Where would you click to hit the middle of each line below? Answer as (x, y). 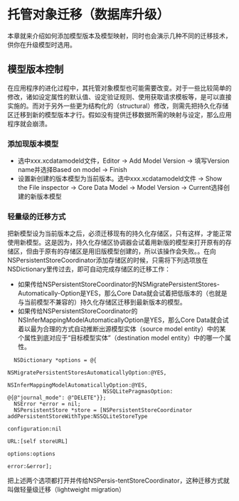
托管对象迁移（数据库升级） (89, 15)
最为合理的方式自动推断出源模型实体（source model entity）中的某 (128, 329)
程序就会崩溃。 (29, 123)
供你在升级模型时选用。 (42, 44)
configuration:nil (34, 429)
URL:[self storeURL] (38, 442)
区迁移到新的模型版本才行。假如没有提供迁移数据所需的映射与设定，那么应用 (119, 114)
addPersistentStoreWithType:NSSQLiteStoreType (78, 417)
